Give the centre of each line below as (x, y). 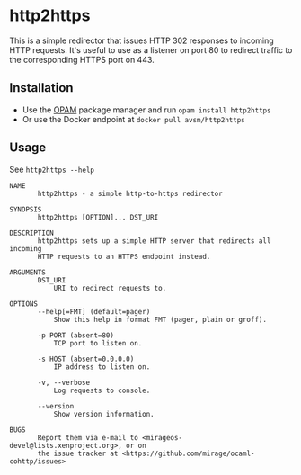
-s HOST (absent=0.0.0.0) (86, 359)
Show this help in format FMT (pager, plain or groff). (160, 319)
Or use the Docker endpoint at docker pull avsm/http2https (133, 119)
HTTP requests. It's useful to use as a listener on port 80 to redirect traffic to (151, 49)
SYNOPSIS (26, 209)
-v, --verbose (64, 382)
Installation (41, 88)
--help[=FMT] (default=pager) (94, 311)
